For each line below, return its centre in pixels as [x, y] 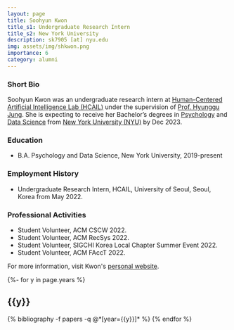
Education [25, 140]
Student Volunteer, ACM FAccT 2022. [71, 252]
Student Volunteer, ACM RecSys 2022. [73, 237]
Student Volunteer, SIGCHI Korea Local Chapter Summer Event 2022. [117, 245]
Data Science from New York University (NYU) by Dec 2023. [95, 122]
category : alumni [33, 60]
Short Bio [24, 84]
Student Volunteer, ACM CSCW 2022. [72, 230]
